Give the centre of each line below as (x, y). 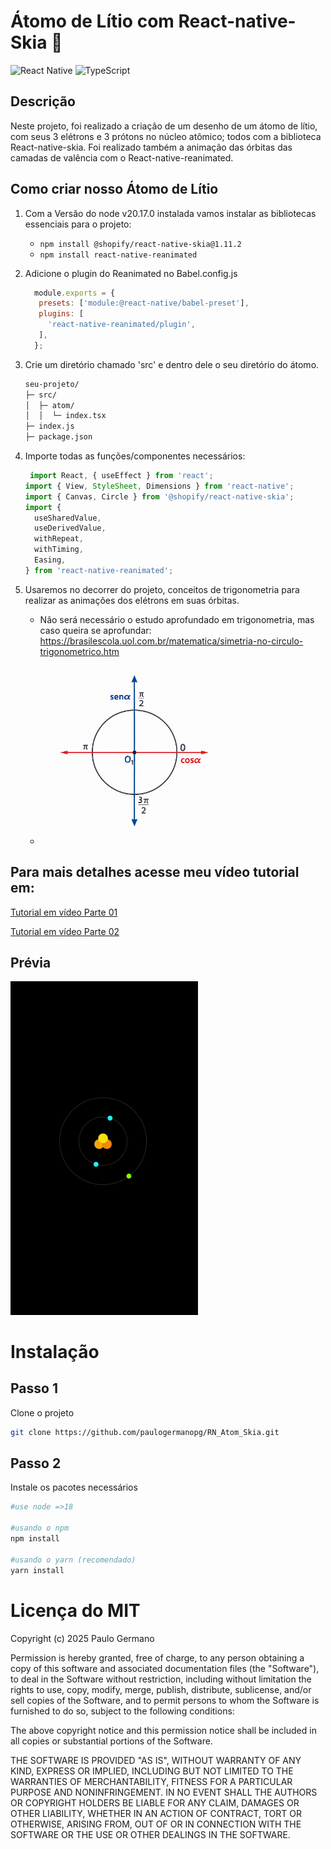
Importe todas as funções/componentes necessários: (135, 456)
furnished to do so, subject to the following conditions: (122, 1711)
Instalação (55, 1351)
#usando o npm (40, 1528)
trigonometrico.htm (79, 651)
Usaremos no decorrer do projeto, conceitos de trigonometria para (162, 589)
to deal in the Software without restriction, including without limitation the (161, 1679)
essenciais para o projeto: (78, 224)
